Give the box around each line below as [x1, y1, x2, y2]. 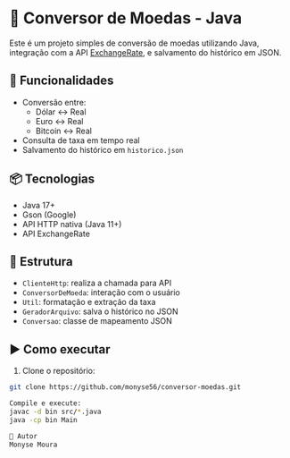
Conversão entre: [21, 97, 87, 107]
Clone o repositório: [21, 366, 95, 377]
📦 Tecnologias [9, 172, 95, 187]
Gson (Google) [21, 209, 77, 220]
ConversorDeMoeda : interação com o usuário [21, 287, 180, 298]
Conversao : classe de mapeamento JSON [21, 316, 172, 327]
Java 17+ [21, 199, 55, 210]
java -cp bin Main [9, 415, 78, 424]
